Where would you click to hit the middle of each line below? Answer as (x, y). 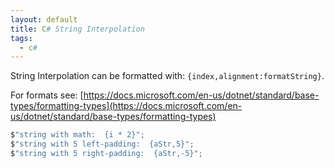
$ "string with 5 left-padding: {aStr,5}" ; (102, 144)
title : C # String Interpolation (77, 29)
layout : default (44, 19)
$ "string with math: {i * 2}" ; (77, 135)
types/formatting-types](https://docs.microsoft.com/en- (126, 106)
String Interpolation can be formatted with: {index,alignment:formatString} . (167, 76)
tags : (21, 38)
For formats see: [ (47, 95)
